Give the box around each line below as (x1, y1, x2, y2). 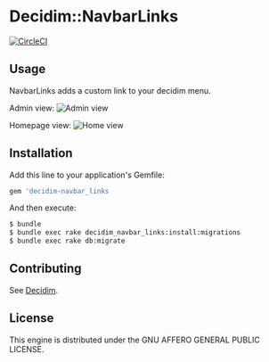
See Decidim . (9, 284, 59, 295)
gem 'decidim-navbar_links (9, 186, 110, 195)
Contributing (9, 261, 82, 276)
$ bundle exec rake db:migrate (9, 236, 126, 246)
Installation (9, 145, 73, 161)
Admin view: (9, 103, 55, 113)
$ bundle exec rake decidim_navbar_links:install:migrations (9, 228, 241, 237)
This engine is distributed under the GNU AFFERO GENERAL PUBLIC (9, 334, 261, 345)
